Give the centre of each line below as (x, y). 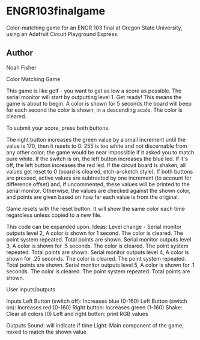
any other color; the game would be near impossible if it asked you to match (100, 152)
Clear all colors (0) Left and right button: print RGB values (77, 314)
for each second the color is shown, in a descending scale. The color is (95, 110)
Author (20, 53)
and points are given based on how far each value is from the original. (93, 197)
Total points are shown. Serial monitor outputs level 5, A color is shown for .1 (100, 265)
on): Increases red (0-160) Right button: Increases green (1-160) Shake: (94, 307)
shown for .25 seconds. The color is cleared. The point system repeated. (96, 258)
